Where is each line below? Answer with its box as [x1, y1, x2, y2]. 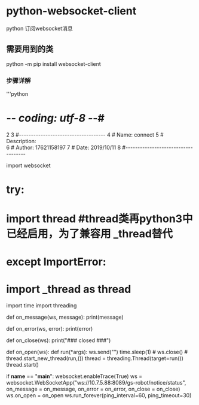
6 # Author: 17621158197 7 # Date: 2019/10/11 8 [6, 144, 121, 151]
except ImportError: [6, 255, 106, 268]
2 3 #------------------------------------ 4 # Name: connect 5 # [6, 131, 164, 138]
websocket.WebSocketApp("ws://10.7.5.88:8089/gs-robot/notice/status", [6, 379, 186, 386]
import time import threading [6, 302, 77, 309]
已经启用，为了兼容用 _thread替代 [6, 227, 173, 241]
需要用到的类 [6, 44, 54, 55]
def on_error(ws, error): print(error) [6, 325, 93, 333]
